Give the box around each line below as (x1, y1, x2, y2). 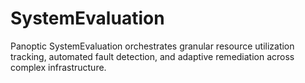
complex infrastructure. (10, 61, 107, 73)
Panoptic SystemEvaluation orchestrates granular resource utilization (10, 40, 295, 52)
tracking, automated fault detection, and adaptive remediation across (10, 50, 295, 62)
